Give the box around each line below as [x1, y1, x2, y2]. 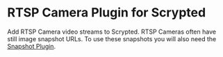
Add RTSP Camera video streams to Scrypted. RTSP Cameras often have [7, 27, 217, 36]
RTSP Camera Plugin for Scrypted [7, 5, 206, 21]
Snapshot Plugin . [7, 42, 56, 50]
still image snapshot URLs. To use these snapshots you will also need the [7, 34, 217, 43]
